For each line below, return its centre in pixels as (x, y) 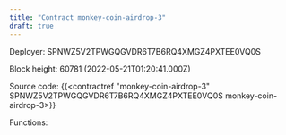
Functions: (29, 122)
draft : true (31, 26)
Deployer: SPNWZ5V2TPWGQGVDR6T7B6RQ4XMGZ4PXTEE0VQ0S (135, 51)
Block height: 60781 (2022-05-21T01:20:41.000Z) (100, 69)
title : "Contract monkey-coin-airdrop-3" (88, 17)
